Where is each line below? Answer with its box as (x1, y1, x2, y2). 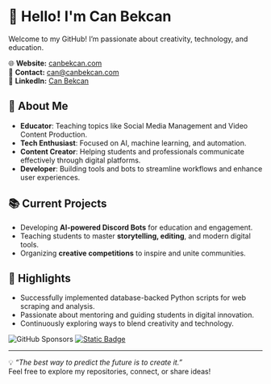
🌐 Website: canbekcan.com (8, 58, 102, 68)
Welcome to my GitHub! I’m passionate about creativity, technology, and (8, 34, 248, 44)
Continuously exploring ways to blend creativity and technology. (19, 319, 234, 328)
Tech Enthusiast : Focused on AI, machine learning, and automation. (19, 137, 247, 148)
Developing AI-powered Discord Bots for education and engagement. (19, 222, 253, 232)
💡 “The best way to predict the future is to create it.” (8, 357, 183, 367)
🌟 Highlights (8, 271, 71, 285)
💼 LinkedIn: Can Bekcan (8, 76, 90, 86)
